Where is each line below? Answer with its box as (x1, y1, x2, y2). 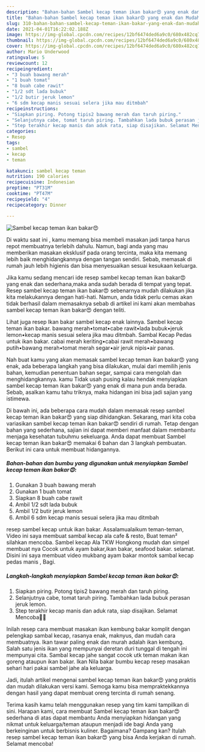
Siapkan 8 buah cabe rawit (15, 495, 83, 502)
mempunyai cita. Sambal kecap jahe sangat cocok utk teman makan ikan (6, 652, 189, 659)
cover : (6, 43, 23, 50)
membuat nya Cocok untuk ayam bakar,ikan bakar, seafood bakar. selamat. (6, 545, 195, 553)
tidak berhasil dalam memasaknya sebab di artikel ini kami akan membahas (6, 300, 195, 307)
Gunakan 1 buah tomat (15, 488, 72, 495)
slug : (6, 20, 20, 26)
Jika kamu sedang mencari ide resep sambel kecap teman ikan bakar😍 (6, 273, 186, 281)
